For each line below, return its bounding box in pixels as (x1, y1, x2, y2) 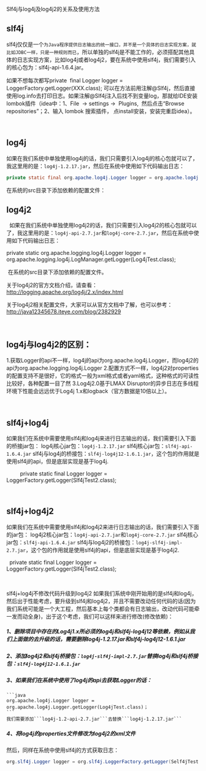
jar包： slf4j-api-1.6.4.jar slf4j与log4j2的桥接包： (6, 538, 136, 546)
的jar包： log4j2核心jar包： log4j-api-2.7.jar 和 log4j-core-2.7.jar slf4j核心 (6, 531, 199, 538)
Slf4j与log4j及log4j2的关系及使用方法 (6, 6, 100, 12)
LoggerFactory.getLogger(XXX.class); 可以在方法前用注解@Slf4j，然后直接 (6, 84, 196, 92)
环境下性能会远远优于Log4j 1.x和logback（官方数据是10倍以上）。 (6, 388, 170, 395)
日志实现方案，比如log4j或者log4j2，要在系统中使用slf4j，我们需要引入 (17, 56, 196, 63)
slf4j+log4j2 (6, 506, 54, 517)
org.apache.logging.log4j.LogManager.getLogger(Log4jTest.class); (6, 256, 176, 263)
